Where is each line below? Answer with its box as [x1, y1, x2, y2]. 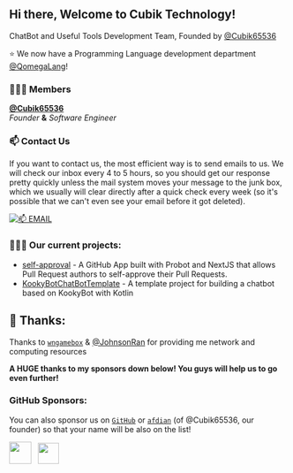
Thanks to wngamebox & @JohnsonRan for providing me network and [9, 336, 256, 347]
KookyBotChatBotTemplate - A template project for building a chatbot [21, 278, 275, 288]
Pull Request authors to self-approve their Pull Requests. [21, 269, 228, 279]
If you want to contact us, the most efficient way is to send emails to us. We [9, 158, 284, 169]
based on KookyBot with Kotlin [21, 287, 134, 298]
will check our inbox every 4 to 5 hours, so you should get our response [9, 168, 271, 179]
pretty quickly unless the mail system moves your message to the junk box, [9, 177, 282, 188]
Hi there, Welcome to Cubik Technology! [9, 7, 237, 22]
